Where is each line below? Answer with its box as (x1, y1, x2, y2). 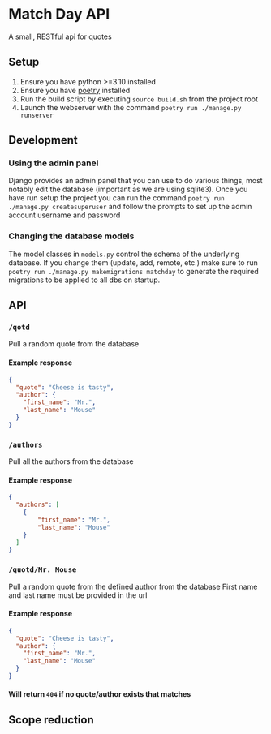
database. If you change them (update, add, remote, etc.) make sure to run (8, 257, 258, 268)
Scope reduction (8, 713, 95, 727)
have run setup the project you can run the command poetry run (8, 193, 225, 203)
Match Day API (8, 5, 110, 24)
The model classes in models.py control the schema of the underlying (8, 249, 240, 259)
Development (8, 133, 79, 147)
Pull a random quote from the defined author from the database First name (8, 582, 258, 591)
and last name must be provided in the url (8, 590, 148, 600)
